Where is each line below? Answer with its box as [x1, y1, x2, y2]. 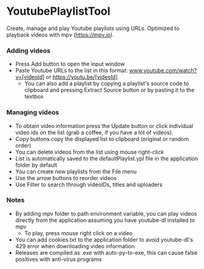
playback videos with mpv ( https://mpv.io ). [6, 31, 115, 38]
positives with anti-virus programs [15, 256, 102, 263]
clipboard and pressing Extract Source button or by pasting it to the [24, 86, 195, 94]
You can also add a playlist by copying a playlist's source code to [24, 80, 189, 87]
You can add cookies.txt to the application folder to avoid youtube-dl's [15, 236, 194, 243]
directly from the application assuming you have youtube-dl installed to [15, 216, 195, 224]
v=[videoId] [15, 74, 45, 81]
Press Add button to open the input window [15, 60, 126, 68]
